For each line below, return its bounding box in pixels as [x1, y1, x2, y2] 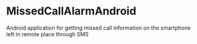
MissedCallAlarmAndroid [6, 4, 136, 18]
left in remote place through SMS [6, 30, 89, 37]
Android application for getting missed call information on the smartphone [6, 24, 191, 31]
